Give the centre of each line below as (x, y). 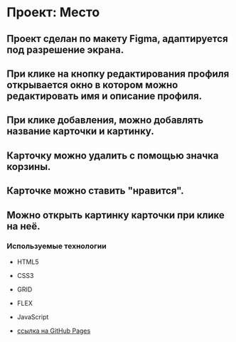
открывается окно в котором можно (92, 85)
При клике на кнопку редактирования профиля (118, 74)
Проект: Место (53, 12)
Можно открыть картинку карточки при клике (116, 215)
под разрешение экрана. (65, 49)
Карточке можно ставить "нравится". (95, 191)
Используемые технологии (57, 246)
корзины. (29, 167)
